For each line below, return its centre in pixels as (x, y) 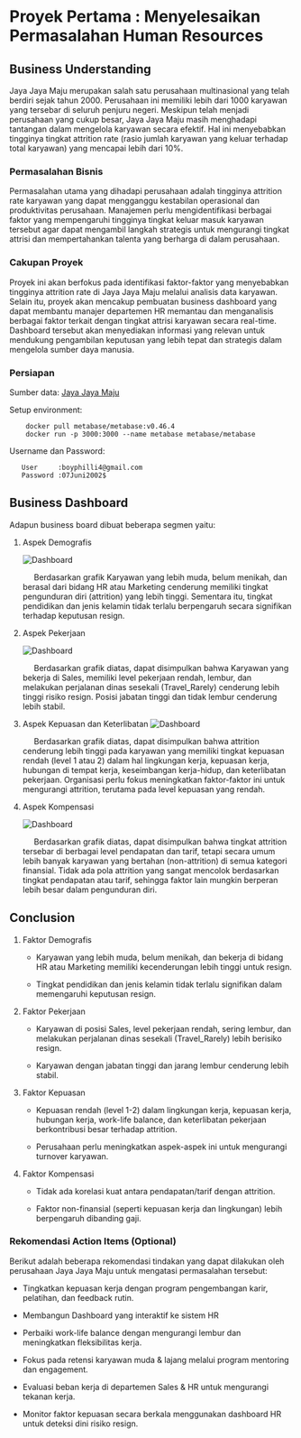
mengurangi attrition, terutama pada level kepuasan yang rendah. (144, 789)
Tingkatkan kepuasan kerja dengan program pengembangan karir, (145, 1288)
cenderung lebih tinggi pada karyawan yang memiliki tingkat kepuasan (153, 751)
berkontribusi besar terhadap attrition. (106, 1129)
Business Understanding (80, 69)
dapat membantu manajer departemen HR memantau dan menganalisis (141, 311)
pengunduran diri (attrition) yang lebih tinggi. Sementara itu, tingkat (147, 596)
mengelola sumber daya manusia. (72, 349)
